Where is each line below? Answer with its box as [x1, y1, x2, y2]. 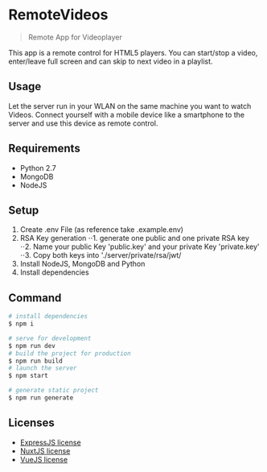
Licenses [8, 416, 55, 430]
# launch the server [8, 364, 78, 372]
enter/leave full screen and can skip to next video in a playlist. [8, 56, 213, 66]
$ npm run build [8, 357, 63, 365]
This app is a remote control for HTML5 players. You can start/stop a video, [8, 48, 258, 57]
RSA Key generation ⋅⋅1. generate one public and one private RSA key [19, 234, 249, 243]
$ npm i [8, 320, 35, 328]
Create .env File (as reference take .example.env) [19, 225, 183, 234]
